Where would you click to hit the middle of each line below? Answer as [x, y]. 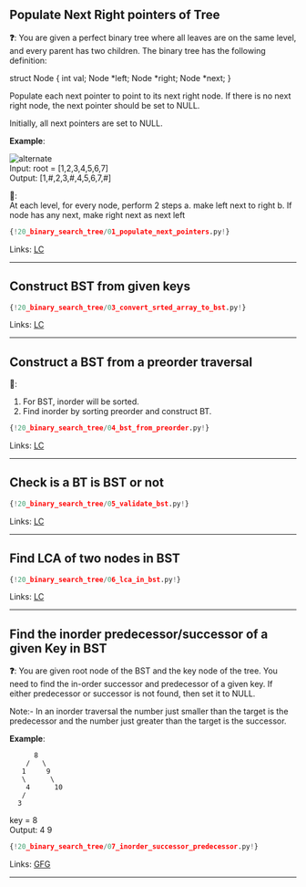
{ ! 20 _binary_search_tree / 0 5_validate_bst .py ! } [99, 504]
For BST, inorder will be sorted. [81, 402]
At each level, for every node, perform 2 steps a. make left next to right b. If [151, 205]
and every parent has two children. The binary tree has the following [138, 50]
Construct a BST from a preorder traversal [131, 362]
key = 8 [24, 820]
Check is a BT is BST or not [87, 483]
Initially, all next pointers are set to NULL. [86, 123]
